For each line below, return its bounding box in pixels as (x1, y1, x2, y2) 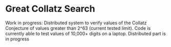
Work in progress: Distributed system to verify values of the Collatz (5, 20, 147, 26)
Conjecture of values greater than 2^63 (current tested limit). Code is (5, 25, 151, 31)
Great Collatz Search (5, 3, 96, 15)
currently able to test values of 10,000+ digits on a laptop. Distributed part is (5, 30, 166, 36)
